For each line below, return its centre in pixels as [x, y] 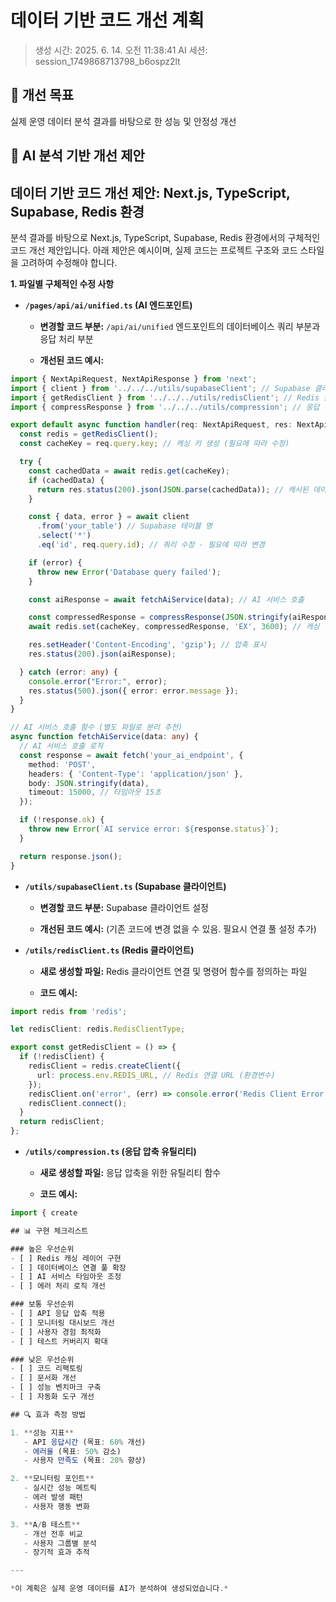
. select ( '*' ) [64, 536]
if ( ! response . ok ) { [62, 820]
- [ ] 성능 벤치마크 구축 [56, 1387]
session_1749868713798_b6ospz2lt [107, 61]
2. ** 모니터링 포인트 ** [52, 1479]
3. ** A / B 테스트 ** [45, 1524]
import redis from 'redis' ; [69, 1011]
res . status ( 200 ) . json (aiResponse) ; [102, 654]
